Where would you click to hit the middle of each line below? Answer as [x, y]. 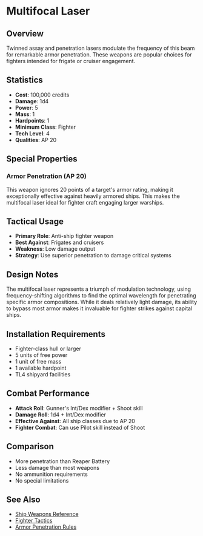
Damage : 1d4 [32, 101]
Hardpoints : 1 [32, 120]
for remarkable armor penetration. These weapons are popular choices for [99, 55]
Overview [25, 34]
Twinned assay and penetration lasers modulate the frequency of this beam [101, 48]
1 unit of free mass [38, 361]
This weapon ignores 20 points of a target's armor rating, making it [90, 189]
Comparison [30, 446]
